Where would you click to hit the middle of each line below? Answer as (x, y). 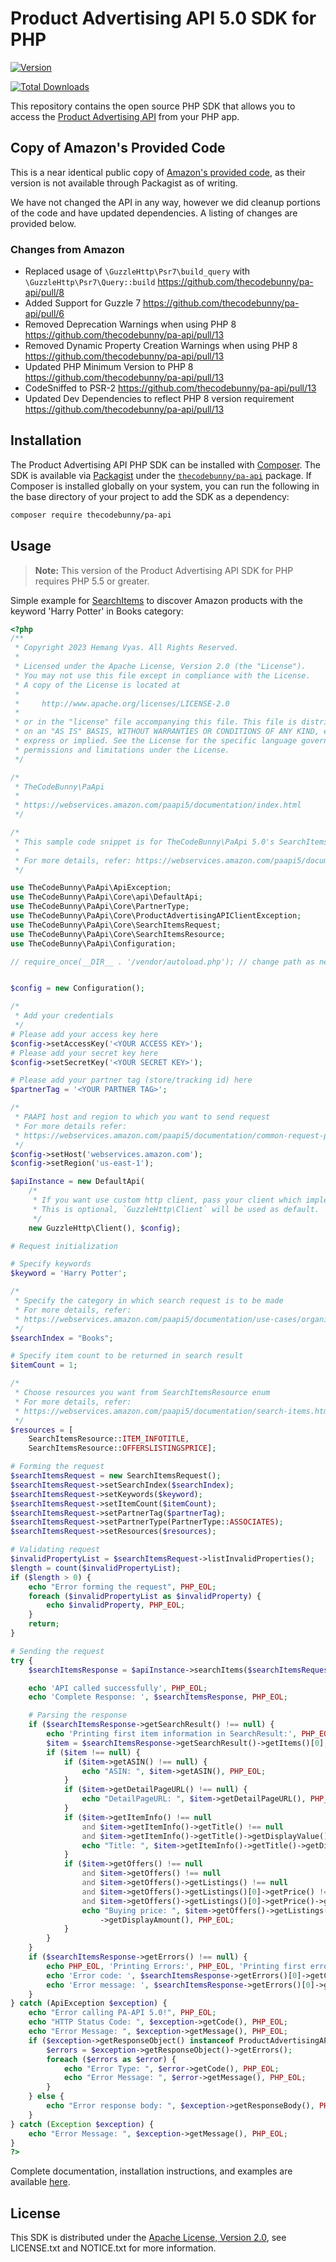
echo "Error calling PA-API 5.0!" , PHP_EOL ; (122, 2013)
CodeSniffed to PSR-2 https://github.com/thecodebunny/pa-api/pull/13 (170, 388)
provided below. (43, 223)
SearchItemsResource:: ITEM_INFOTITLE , (109, 1439)
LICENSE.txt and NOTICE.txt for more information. (113, 2248)
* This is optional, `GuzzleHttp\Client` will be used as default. (176, 1209)
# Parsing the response (78, 1715)
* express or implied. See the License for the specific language (156, 741)
